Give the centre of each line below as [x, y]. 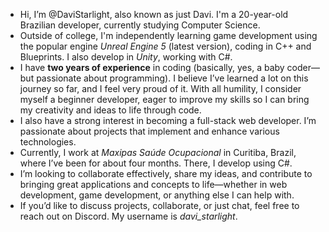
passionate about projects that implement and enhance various [149, 131]
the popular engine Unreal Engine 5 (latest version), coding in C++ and [165, 46]
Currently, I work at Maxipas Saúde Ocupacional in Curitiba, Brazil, [158, 152]
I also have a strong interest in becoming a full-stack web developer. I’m [168, 120]
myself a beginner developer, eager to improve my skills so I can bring [164, 99]
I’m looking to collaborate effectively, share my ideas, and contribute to [166, 173]
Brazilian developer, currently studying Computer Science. [140, 25]
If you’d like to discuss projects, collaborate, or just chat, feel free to [159, 205]
